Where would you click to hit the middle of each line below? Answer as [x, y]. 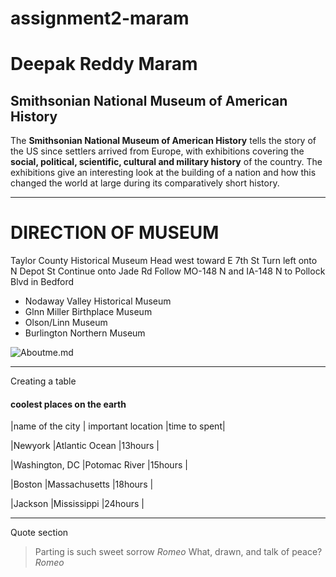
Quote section [39, 533]
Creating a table [43, 381]
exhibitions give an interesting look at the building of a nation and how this [163, 173]
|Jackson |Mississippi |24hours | [77, 504]
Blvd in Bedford [42, 282]
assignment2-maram [100, 18]
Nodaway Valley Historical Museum [98, 301]
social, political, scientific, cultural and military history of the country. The [166, 162]
